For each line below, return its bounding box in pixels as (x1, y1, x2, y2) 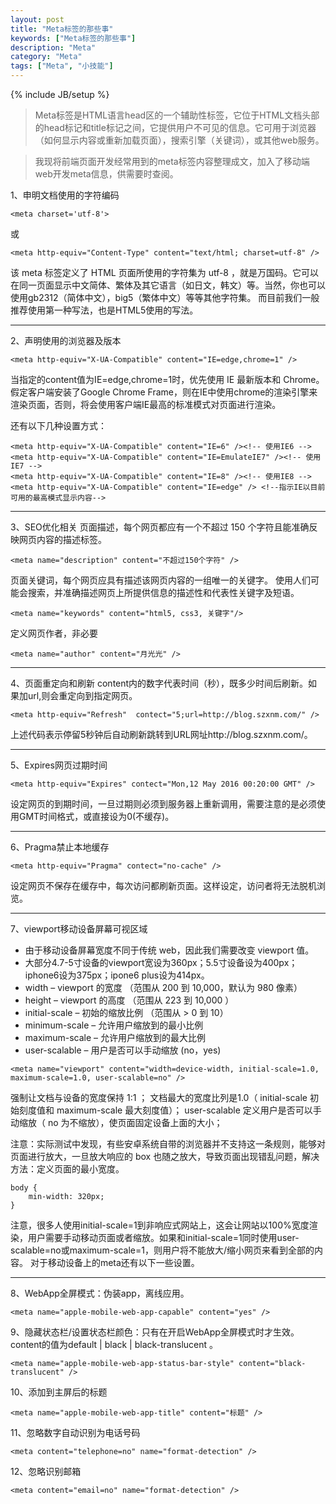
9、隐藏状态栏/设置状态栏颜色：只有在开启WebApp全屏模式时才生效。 (10, 1326, 300, 1338)
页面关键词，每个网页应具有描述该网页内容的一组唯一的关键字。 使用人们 (10, 574, 311, 586)
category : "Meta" (10, 52, 83, 62)
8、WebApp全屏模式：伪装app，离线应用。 (10, 1287, 190, 1299)
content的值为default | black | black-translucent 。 (10, 1339, 219, 1350)
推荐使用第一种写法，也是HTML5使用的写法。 (10, 304, 199, 316)
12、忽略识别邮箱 (10, 1466, 82, 1477)
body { (10, 1183, 38, 1193)
